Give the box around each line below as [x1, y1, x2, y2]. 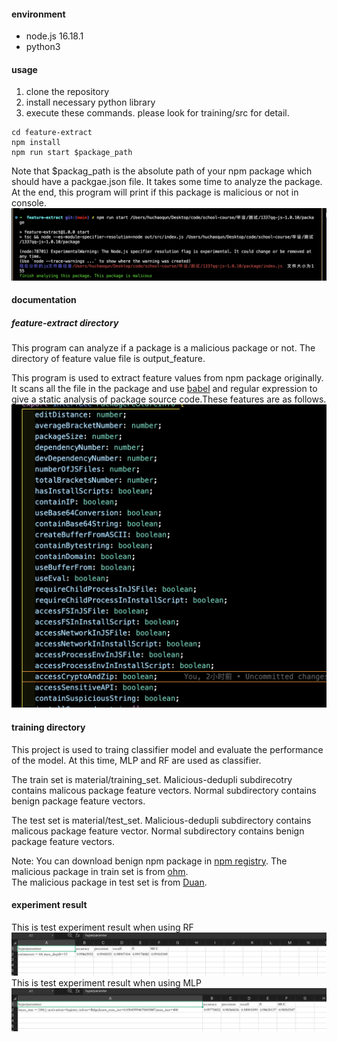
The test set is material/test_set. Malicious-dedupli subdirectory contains [11, 814, 312, 826]
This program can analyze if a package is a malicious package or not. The [11, 342, 316, 354]
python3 [25, 41, 61, 53]
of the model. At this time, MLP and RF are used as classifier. [11, 754, 262, 766]
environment [11, 8, 66, 20]
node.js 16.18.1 [25, 30, 84, 42]
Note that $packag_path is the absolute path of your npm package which [11, 165, 313, 177]
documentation [11, 294, 77, 306]
